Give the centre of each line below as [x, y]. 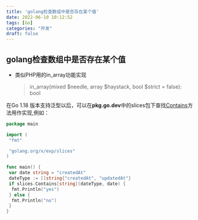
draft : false [22, 34]
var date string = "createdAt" [47, 173]
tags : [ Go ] [20, 23]
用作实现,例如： [30, 112]
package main [22, 124]
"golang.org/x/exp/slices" [42, 151]
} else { [20, 195]
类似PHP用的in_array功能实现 [51, 74]
